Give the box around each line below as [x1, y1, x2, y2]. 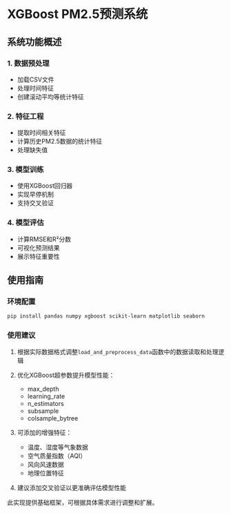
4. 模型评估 [7, 218, 44, 228]
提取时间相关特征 [17, 128, 66, 137]
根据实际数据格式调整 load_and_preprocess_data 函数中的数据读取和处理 [17, 347, 219, 356]
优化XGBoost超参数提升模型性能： [17, 371, 115, 379]
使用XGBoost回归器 [17, 182, 73, 190]
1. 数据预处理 [7, 58, 50, 68]
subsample [27, 407, 59, 415]
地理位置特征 [27, 469, 64, 477]
